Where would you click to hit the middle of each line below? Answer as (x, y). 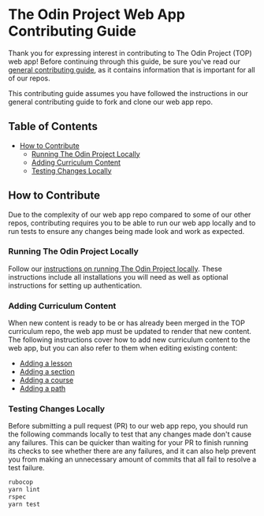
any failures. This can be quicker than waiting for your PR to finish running (128, 443)
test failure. (26, 468)
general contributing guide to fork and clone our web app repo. (110, 102)
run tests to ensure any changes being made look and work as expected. (126, 231)
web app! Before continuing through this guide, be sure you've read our (125, 61)
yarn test (24, 505)
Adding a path (43, 388)
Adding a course (46, 381)
